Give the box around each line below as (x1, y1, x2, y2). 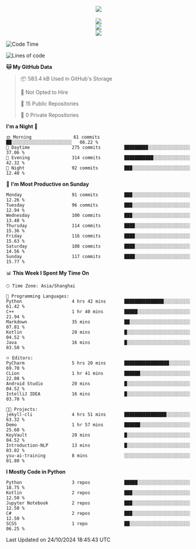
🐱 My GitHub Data (6, 63, 53, 70)
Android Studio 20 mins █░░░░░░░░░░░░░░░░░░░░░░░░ (6, 381, 191, 387)
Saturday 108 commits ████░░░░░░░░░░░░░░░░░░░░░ (6, 243, 191, 249)
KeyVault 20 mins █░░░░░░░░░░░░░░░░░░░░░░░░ (6, 432, 191, 438)
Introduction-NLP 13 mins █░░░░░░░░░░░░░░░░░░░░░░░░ (6, 443, 191, 448)
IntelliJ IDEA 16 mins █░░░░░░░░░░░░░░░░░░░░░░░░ (6, 391, 191, 397)
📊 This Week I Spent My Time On (6, 270, 89, 276)
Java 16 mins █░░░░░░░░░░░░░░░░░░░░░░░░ (6, 340, 191, 346)
